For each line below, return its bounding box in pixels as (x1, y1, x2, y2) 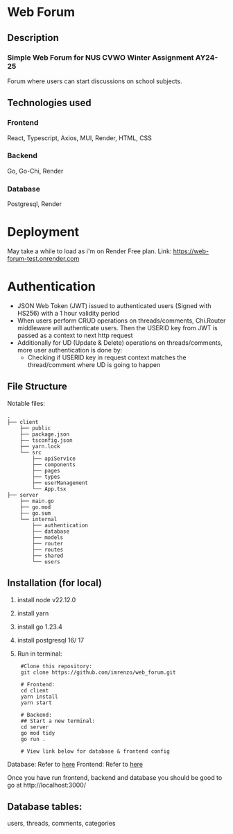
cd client (20, 687, 49, 694)
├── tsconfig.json (19, 436, 73, 444)
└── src (19, 449, 42, 456)
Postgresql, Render (7, 200, 62, 208)
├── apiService (32, 455, 76, 462)
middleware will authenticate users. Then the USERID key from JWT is (17, 324, 218, 332)
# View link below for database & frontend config (20, 747, 170, 755)
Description (7, 32, 59, 44)
